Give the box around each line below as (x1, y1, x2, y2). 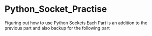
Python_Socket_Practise (4, 3, 107, 15)
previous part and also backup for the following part (4, 25, 110, 31)
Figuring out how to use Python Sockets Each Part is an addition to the (4, 20, 148, 26)
